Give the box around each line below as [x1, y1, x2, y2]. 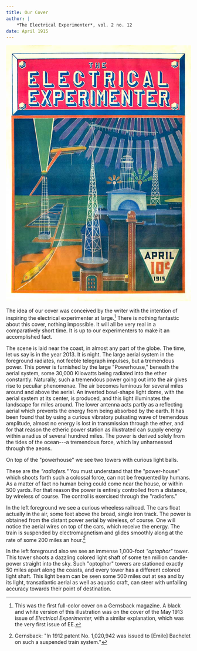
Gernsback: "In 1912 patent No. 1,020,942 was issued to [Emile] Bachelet [14, 632, 191, 639]
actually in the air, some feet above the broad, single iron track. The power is [6, 510, 191, 517]
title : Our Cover [6, 9, 49, 15]
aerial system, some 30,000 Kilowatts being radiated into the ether [6, 369, 167, 376]
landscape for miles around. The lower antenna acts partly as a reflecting [6, 401, 183, 408]
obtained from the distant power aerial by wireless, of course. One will [6, 516, 176, 524]
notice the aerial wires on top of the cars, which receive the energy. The [6, 523, 180, 530]
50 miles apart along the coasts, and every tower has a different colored [6, 566, 181, 574]
